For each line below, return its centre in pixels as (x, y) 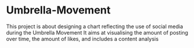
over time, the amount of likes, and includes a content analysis (82, 39)
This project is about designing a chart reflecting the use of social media (95, 26)
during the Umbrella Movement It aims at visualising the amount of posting (97, 32)
